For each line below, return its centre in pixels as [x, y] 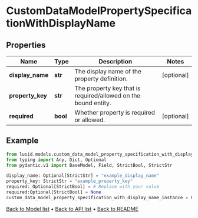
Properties [26, 45]
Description [115, 61]
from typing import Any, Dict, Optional [57, 160]
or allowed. [90, 120]
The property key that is [108, 88]
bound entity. [93, 103]
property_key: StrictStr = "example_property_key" [70, 181]
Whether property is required [115, 113]
